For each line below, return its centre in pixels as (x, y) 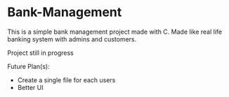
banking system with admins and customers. (72, 39)
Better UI (30, 87)
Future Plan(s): (29, 66)
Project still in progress (40, 53)
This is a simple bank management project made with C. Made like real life (115, 32)
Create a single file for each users (66, 80)
